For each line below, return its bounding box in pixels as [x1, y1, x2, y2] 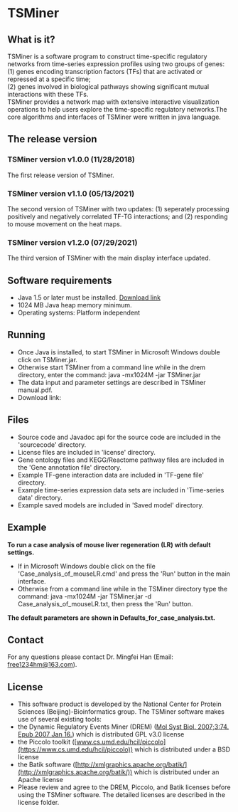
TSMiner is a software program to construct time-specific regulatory [7, 52, 207, 60]
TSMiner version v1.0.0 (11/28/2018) [7, 154, 135, 164]
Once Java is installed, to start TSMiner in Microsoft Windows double [17, 347, 220, 357]
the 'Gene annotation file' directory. [17, 463, 122, 471]
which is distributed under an [134, 768, 220, 776]
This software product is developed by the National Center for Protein [17, 700, 222, 709]
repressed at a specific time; [7, 75, 91, 83]
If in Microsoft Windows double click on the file [17, 561, 156, 570]
